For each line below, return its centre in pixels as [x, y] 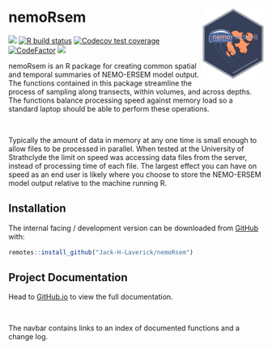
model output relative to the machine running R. [88, 183]
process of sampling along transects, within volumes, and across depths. [130, 91]
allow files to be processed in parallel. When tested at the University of [126, 149]
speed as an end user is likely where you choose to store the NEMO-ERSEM [135, 174]
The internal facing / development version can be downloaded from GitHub [134, 228]
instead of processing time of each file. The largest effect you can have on [133, 166]
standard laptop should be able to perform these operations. [109, 108]
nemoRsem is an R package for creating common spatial [102, 65]
